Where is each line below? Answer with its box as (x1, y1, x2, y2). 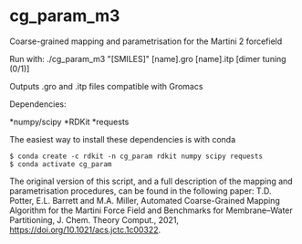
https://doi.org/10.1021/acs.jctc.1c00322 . (9, 224, 161, 235)
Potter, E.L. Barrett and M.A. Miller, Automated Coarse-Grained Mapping (9, 195, 280, 206)
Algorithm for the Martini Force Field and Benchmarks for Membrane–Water (9, 205, 294, 216)
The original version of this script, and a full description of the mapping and (9, 175, 294, 186)
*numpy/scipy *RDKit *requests (9, 116, 130, 127)
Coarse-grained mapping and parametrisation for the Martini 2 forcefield (9, 36, 283, 47)
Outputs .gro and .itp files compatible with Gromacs (9, 80, 203, 91)
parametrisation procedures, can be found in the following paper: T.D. (9, 185, 272, 196)
